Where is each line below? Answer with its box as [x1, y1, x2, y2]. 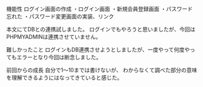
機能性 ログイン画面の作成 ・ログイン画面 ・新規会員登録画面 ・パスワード [6, 5, 193, 12]
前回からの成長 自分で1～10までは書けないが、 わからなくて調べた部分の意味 [6, 66, 198, 74]
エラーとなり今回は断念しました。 [16, 54, 102, 60]
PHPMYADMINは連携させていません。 [6, 33, 101, 40]
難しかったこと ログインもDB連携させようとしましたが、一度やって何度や [6, 46, 190, 53]
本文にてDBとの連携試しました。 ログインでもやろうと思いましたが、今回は [6, 26, 196, 33]
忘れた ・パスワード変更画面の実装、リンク [6, 13, 114, 20]
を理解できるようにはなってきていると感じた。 [6, 74, 123, 81]
